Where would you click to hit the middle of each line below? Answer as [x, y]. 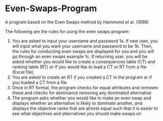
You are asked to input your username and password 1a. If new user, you [85, 41]
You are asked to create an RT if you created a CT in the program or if [82, 77]
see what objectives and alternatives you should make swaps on [77, 113]
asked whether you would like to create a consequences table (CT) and [84, 61]
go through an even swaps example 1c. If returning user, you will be [80, 56]
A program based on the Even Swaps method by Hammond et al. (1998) [77, 22]
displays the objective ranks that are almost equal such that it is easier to [85, 108]
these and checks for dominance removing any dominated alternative [82, 93]
